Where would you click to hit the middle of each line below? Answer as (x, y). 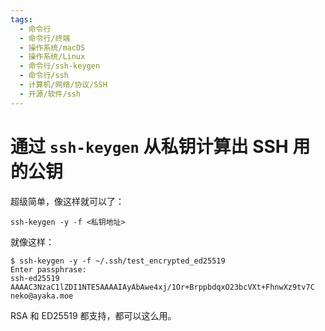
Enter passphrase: (48, 269)
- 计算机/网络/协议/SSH (63, 85)
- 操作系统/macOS (52, 47)
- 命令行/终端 (45, 38)
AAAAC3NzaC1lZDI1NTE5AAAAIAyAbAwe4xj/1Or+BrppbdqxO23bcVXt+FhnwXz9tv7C (162, 287)
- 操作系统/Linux (52, 57)
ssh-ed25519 (35, 278)
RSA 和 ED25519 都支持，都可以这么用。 (93, 315)
